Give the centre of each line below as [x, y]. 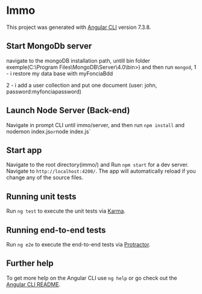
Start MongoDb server [49, 46]
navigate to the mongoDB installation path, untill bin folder [78, 60]
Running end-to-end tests [56, 230]
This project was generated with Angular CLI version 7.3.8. [79, 27]
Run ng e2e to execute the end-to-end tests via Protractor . [78, 244]
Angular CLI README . [33, 284]
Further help [30, 264]
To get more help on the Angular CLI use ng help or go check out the [92, 278]
